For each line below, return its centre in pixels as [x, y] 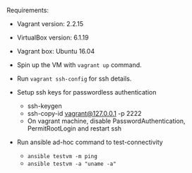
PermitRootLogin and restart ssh [74, 129]
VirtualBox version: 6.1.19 [53, 37]
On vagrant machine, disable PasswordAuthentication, [106, 121]
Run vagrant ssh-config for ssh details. [74, 78]
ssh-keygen [44, 106]
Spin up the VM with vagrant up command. [79, 65]
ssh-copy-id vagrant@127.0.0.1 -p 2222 [84, 113]
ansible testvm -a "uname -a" [72, 164]
